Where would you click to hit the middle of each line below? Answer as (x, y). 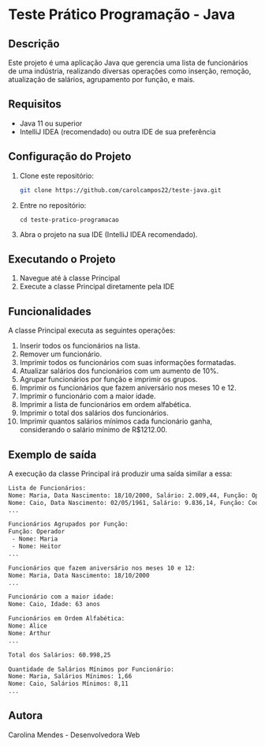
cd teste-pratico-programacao (69, 220)
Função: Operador (37, 532)
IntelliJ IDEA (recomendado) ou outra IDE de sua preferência (118, 131)
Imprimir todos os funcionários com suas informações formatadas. (128, 363)
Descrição (34, 44)
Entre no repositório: (53, 205)
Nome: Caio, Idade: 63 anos (54, 605)
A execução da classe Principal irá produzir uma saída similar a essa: (120, 473)
